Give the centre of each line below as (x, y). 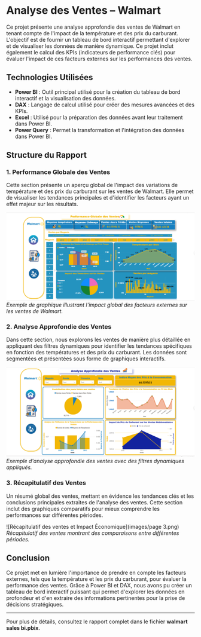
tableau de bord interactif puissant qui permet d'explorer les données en (95, 592)
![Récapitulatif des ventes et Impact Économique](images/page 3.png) (93, 526)
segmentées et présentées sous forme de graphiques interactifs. (86, 359)
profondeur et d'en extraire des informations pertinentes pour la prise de (96, 598)
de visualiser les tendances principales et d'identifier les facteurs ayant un (98, 198)
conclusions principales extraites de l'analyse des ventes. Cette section (95, 502)
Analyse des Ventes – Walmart (84, 10)
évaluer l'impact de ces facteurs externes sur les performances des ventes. (99, 59)
